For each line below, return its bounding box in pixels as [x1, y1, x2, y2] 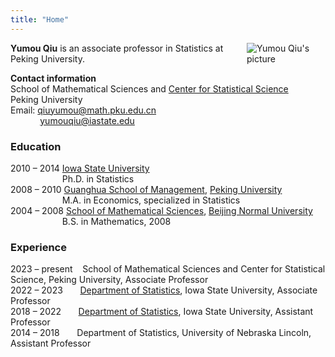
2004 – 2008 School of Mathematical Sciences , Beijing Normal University [10, 204, 313, 216]
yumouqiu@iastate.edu [39, 114, 135, 126]
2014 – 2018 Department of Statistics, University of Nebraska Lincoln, [10, 327, 312, 339]
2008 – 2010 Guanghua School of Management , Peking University [10, 183, 283, 195]
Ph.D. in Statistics [61, 172, 135, 185]
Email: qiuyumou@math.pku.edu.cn [10, 104, 157, 116]
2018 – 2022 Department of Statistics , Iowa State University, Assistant [10, 306, 314, 318]
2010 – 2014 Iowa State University [10, 162, 150, 174]
